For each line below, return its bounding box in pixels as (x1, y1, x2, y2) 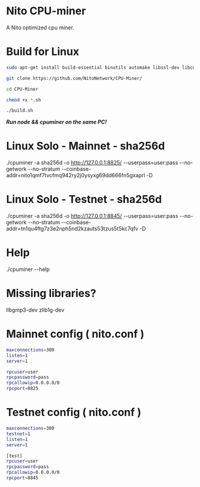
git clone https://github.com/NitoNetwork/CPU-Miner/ (6, 75, 143, 81)
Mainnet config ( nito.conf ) (6, 327, 145, 341)
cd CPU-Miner (6, 86, 39, 92)
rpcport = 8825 (6, 386, 39, 392)
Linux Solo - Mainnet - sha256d (6, 139, 165, 153)
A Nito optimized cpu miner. (6, 24, 74, 31)
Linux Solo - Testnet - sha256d (6, 193, 162, 206)
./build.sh (6, 107, 33, 114)
